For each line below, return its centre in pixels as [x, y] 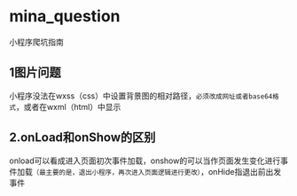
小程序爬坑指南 [36, 42]
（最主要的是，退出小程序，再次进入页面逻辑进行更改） [117, 172]
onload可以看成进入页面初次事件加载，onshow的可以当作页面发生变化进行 [145, 161]
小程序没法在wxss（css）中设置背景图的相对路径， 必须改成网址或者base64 [141, 96]
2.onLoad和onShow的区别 [82, 138]
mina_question [65, 16]
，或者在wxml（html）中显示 [68, 106]
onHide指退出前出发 [245, 171]
